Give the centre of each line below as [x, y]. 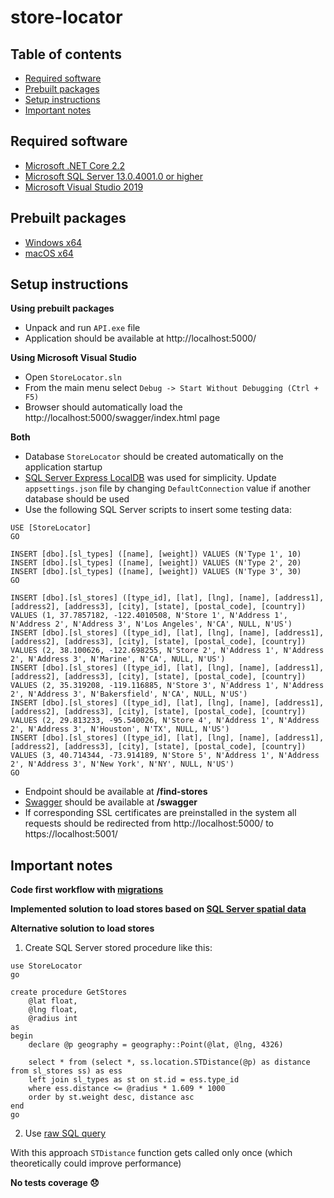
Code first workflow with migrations [87, 890]
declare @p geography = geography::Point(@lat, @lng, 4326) [156, 1045]
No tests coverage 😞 [55, 1183]
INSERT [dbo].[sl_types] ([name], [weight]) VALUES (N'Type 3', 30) [156, 572]
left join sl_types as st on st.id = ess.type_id [134, 1080]
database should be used [77, 499]
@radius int [53, 1019]
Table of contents [66, 54]
